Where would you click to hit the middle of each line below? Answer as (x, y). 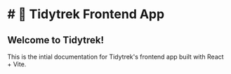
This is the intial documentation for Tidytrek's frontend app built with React (115, 57)
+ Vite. (17, 64)
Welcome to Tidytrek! (55, 40)
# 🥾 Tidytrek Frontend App (86, 14)
